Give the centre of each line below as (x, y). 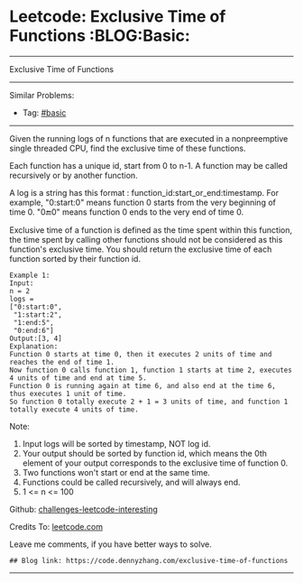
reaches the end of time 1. (62, 362)
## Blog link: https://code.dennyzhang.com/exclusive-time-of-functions (149, 560)
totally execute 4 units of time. (74, 409)
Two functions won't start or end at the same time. (116, 472)
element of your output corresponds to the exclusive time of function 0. (155, 463)
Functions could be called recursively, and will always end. (131, 482)
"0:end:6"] (33, 330)
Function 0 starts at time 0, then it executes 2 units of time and (141, 354)
